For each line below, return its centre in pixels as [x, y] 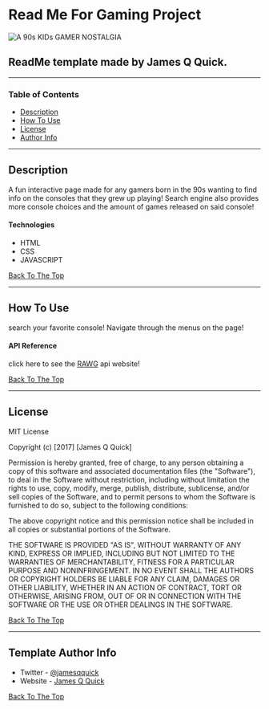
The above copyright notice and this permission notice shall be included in [131, 520]
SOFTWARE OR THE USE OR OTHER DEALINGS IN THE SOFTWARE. [120, 605]
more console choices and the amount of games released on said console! [131, 206]
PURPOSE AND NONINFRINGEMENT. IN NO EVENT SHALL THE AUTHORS [131, 570]
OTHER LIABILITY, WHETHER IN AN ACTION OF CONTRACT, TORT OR [125, 587]
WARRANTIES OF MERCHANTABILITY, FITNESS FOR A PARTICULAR [121, 562]
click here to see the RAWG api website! [74, 364]
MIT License [29, 431]
